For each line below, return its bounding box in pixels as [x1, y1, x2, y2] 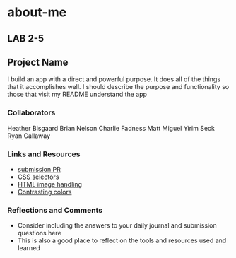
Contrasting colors [17, 187, 72, 196]
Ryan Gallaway [7, 131, 51, 140]
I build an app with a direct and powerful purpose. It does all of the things [7, 75, 221, 83]
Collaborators [7, 107, 56, 117]
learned [17, 244, 40, 252]
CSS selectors [17, 172, 59, 181]
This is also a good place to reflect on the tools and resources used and [17, 236, 227, 245]
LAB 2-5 [7, 33, 45, 45]
